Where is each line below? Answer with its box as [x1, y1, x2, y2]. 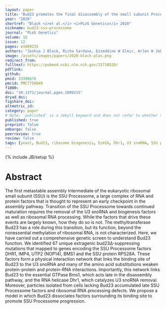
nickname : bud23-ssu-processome [5, 26, 72, 31]
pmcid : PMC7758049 [5, 81, 43, 86]
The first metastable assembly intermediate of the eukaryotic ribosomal [5, 187, 151, 193]
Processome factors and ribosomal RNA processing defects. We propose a [5, 287, 158, 293]
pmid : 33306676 [5, 76, 37, 81]
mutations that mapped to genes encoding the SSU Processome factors [5, 245, 152, 251]
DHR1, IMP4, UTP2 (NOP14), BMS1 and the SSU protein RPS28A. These [5, 251, 150, 257]
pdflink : [5, 67, 23, 72]
